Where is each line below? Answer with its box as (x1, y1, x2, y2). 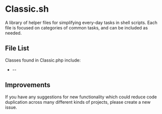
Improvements (5, 81, 50, 89)
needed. (5, 30, 22, 36)
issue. (5, 104, 17, 110)
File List (5, 44, 29, 52)
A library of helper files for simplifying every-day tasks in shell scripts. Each (5, 20, 158, 25)
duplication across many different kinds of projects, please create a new (5, 99, 151, 105)
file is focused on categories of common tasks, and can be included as (5, 24, 148, 30)
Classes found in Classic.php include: (5, 57, 81, 63)
